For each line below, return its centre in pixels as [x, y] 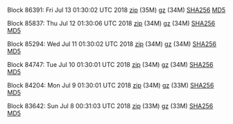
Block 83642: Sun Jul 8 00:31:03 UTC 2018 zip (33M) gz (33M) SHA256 [110, 106]
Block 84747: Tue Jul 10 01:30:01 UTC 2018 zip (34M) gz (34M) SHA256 [110, 64]
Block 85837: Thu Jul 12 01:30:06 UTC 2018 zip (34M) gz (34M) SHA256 [111, 23]
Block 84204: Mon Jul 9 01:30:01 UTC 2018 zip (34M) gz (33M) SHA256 [111, 85]
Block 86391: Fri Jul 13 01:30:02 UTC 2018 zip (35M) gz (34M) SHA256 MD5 [116, 10]
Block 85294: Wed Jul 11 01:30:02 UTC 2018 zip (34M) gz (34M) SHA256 [112, 44]
